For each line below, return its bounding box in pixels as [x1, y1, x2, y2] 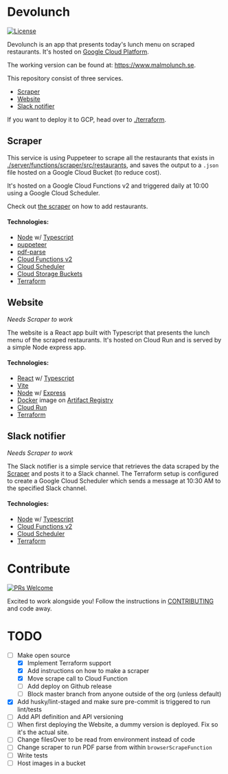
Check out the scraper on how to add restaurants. [7, 202, 148, 210]
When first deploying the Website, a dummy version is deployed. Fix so [16, 720, 218, 729]
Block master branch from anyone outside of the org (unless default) [27, 690, 222, 698]
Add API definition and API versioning [16, 713, 124, 721]
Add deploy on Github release [27, 682, 112, 691]
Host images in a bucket [16, 759, 86, 767]
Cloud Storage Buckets [16, 269, 83, 278]
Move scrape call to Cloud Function [27, 674, 128, 683]
